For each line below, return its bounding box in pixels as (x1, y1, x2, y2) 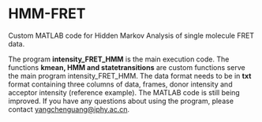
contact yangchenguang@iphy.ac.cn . (8, 104, 130, 114)
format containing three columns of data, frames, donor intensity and (8, 79, 233, 89)
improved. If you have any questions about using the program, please (8, 96, 234, 105)
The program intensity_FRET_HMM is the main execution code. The (8, 54, 230, 64)
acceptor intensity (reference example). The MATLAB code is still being (8, 87, 241, 97)
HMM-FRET (8, 5, 86, 23)
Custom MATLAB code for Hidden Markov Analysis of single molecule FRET (8, 31, 255, 40)
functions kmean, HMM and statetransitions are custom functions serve (8, 62, 246, 72)
